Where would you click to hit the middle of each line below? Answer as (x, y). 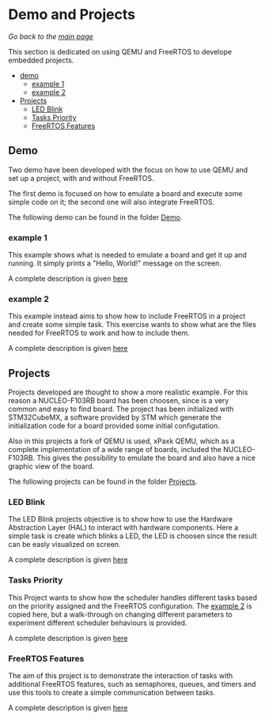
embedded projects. (41, 60)
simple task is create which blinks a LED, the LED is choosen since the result (132, 536)
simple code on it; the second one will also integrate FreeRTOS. (112, 202)
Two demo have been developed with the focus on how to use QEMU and (128, 170)
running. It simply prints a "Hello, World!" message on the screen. (115, 263)
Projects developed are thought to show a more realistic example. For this (128, 392)
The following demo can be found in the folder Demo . (95, 217)
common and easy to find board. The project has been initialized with (121, 409)
